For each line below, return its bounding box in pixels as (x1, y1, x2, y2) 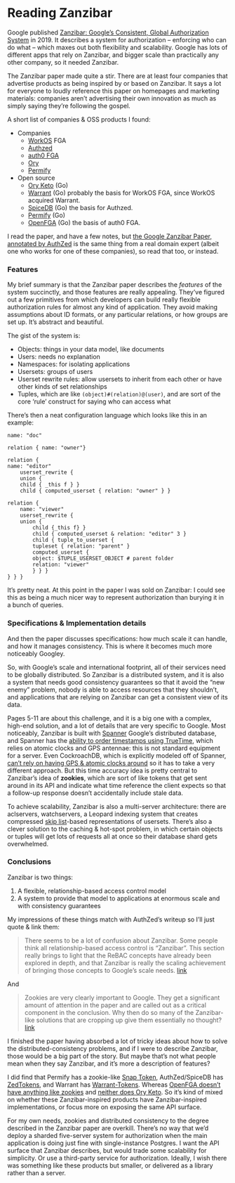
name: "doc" (7, 432, 42, 439)
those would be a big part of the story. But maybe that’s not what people (7, 1052, 216, 1060)
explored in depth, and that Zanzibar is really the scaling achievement (24, 958, 226, 967)
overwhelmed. (7, 839, 49, 848)
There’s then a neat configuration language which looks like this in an (7, 411, 208, 420)
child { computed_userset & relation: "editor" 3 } (32, 531, 187, 538)
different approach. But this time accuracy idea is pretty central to (7, 766, 198, 775)
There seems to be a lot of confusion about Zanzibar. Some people (24, 936, 218, 945)
